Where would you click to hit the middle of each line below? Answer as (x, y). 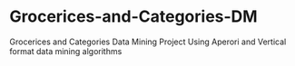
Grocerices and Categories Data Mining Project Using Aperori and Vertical (148, 42)
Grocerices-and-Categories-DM (133, 17)
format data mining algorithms (66, 51)
